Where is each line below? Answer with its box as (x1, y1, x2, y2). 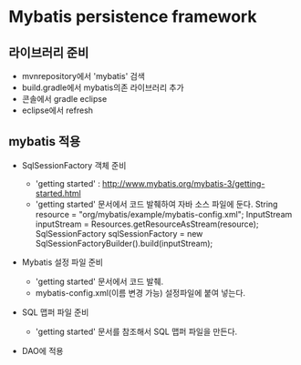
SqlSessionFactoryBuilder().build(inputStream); (35, 238, 213, 248)
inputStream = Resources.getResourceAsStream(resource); (35, 218, 259, 229)
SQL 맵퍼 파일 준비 (21, 307, 89, 318)
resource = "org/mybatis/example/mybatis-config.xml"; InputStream (35, 208, 293, 219)
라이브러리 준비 (8, 45, 89, 60)
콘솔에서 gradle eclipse (21, 94, 108, 104)
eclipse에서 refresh (21, 105, 93, 116)
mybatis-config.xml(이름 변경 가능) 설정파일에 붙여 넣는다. (35, 287, 246, 298)
